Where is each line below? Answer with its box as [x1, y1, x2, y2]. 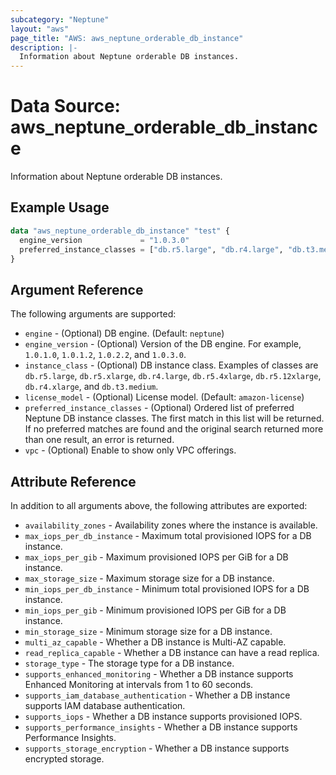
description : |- [10, 42, 78, 53]
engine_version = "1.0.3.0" [19, 235, 190, 245]
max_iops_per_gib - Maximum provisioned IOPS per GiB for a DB [24, 551, 289, 563]
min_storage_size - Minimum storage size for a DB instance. [24, 626, 273, 637]
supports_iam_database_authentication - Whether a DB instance [24, 689, 291, 701]
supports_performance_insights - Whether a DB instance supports [24, 721, 298, 733]
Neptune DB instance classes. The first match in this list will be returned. [24, 412, 325, 425]
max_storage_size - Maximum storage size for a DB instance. [24, 572, 275, 584]
